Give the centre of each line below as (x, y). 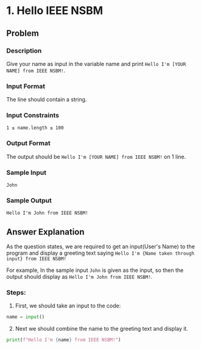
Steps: (16, 293)
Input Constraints (33, 116)
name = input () (26, 317)
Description (24, 51)
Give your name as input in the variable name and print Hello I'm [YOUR (96, 64)
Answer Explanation (45, 232)
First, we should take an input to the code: (68, 306)
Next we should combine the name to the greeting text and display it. (102, 329)
